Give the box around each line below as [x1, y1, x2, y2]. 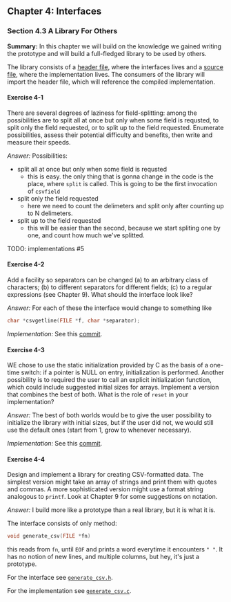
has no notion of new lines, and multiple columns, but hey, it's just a [7, 553, 200, 561]
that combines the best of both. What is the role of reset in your [7, 390, 188, 399]
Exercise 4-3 [7, 345, 45, 354]
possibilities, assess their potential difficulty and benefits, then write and [7, 131, 213, 139]
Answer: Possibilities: [7, 152, 68, 160]
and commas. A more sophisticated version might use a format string [7, 485, 203, 493]
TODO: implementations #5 [7, 244, 85, 253]
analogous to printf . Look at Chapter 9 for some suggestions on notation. [7, 493, 218, 501]
